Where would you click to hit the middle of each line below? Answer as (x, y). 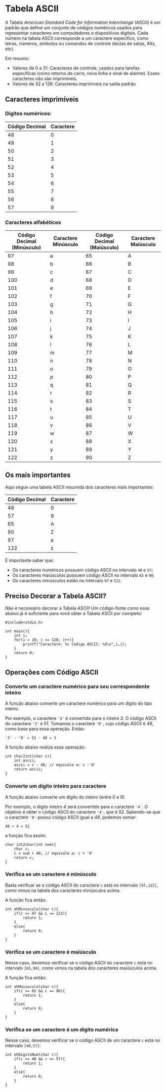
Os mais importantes (38, 475)
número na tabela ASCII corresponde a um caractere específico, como (77, 38)
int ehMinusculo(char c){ (32, 909)
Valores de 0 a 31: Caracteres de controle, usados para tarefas (76, 68)
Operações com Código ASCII (52, 672)
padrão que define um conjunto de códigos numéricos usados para (74, 27)
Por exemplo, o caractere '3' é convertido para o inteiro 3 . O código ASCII (81, 718)
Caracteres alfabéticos (33, 222)
